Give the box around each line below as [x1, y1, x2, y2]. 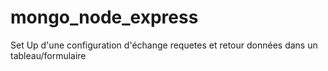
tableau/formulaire [10, 49, 87, 61]
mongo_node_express [10, 6, 199, 29]
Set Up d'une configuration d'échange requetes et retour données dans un [10, 39, 318, 51]
